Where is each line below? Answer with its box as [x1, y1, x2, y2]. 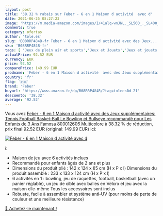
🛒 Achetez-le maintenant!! [5, 206, 57, 212]
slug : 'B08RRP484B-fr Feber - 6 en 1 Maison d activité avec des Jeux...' [5, 39, 160, 44]
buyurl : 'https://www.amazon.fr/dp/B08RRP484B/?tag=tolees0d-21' [5, 88, 140, 93]
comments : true [5, 25, 36, 30]
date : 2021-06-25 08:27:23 [5, 16, 60, 21]
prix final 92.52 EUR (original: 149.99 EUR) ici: [5, 126, 97, 132]
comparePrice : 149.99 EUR [5, 66, 57, 71]
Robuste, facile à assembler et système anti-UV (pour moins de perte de [12, 191, 157, 197]
